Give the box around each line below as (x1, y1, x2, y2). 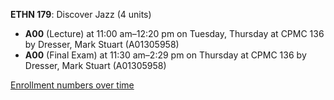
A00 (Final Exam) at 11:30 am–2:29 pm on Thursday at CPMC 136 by (24, 49, 307, 61)
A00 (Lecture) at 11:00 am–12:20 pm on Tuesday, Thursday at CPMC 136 (24, 28, 325, 39)
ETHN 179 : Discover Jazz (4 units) (10, 9, 152, 20)
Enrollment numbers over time (10, 79, 135, 91)
